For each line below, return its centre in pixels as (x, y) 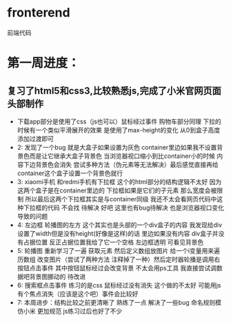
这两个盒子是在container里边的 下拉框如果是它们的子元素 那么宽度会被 (117, 190)
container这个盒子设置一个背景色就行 (70, 173)
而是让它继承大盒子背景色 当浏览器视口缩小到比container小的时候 (122, 156)
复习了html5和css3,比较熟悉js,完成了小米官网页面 (114, 91)
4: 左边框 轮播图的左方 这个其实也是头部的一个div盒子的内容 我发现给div (120, 225)
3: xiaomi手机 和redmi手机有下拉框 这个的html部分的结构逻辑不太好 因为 (119, 181)
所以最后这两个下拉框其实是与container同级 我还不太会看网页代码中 (121, 199)
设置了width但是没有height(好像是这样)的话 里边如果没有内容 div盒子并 (118, 233)
